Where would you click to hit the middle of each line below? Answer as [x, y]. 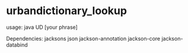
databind [17, 45]
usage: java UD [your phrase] [42, 27]
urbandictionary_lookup [67, 11]
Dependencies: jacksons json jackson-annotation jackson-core [83, 38]
